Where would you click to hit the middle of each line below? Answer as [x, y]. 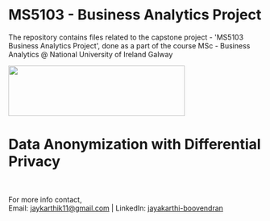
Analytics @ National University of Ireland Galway [91, 54]
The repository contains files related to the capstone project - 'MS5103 [126, 37]
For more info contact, [45, 199]
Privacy [34, 162]
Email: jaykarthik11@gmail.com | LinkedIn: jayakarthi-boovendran [116, 208]
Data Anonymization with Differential [135, 145]
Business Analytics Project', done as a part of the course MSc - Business [129, 45]
